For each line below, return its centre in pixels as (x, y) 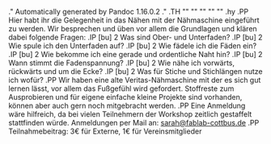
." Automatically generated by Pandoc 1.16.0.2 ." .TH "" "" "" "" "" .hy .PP (129, 12)
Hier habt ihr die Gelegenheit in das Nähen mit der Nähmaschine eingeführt (134, 20)
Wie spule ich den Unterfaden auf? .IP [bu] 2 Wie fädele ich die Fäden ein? (133, 46)
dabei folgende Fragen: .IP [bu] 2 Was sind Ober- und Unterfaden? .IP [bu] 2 (135, 37)
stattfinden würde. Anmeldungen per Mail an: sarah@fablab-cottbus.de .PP (134, 123)
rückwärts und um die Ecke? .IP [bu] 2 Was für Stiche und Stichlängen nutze (135, 71)
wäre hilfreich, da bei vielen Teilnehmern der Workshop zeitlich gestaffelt (130, 114)
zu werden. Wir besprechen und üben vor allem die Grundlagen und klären (133, 29)
